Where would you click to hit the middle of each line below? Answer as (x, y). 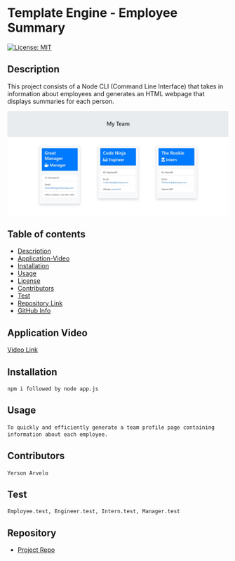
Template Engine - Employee (92, 13)
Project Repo (36, 550)
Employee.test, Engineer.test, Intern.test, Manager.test (94, 511)
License (29, 281)
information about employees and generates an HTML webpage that (106, 93)
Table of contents (46, 234)
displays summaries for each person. (61, 101)
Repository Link (40, 303)
